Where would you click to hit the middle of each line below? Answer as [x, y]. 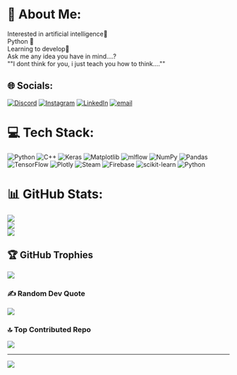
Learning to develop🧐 [38, 49]
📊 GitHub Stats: [55, 194]
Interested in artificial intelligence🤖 [57, 34]
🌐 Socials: [30, 86]
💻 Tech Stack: [51, 132]
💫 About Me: [44, 14]
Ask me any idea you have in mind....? [62, 56]
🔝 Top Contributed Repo [49, 329]
